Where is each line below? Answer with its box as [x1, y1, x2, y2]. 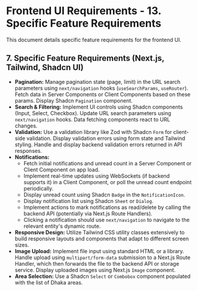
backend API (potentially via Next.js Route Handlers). [23, 210, 152, 217]
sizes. [14, 241, 30, 249]
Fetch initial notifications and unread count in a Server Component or [23, 159, 192, 166]
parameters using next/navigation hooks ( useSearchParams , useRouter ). [14, 84, 189, 91]
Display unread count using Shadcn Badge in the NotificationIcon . [23, 191, 186, 198]
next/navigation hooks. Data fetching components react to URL [14, 116, 170, 123]
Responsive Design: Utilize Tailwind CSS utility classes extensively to [14, 228, 185, 236]
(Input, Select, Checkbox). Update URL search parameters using [14, 109, 171, 116]
